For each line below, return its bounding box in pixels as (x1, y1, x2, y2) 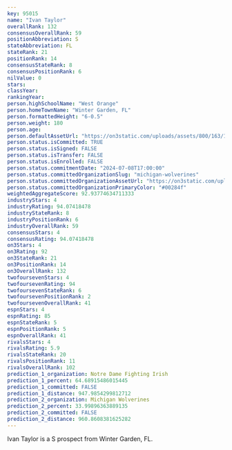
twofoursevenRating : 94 (7, 280, 76, 287)
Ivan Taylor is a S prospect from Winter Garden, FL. (7, 434, 153, 443)
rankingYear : (7, 94, 45, 101)
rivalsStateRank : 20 (7, 351, 67, 359)
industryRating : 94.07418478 (7, 204, 91, 210)
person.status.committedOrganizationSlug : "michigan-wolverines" (7, 171, 199, 178)
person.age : (7, 126, 41, 133)
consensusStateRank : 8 (7, 62, 72, 69)
